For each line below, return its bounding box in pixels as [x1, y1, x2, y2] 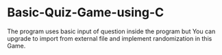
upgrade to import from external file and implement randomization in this [7, 34, 212, 42]
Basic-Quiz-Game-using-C [7, 5, 164, 20]
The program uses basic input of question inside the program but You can [7, 27, 216, 35]
